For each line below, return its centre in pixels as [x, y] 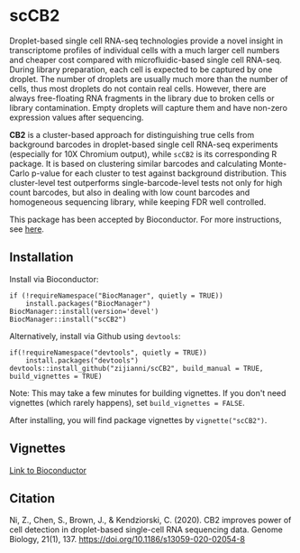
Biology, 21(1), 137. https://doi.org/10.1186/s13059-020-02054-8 [127, 539]
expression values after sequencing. [77, 117]
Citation [32, 498]
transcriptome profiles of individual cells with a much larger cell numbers [145, 50]
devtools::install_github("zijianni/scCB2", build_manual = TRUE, [136, 368]
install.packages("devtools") [82, 360]
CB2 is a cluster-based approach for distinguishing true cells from [132, 134]
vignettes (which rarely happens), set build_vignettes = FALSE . [127, 402]
